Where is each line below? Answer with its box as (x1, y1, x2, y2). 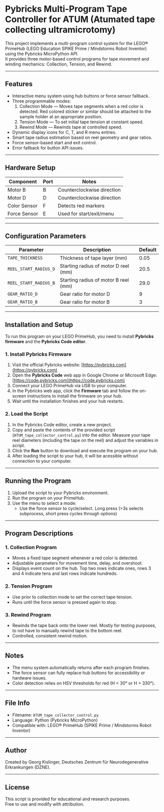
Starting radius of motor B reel (60, 277, 129, 284)
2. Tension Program (5, 583, 53, 590)
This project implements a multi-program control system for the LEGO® (5, 40, 148, 46)
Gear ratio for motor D (60, 291, 110, 298)
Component (9, 178, 37, 185)
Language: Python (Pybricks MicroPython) (12, 717, 98, 723)
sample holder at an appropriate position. (19, 113, 102, 119)
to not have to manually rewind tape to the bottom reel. (12, 627, 123, 634)
